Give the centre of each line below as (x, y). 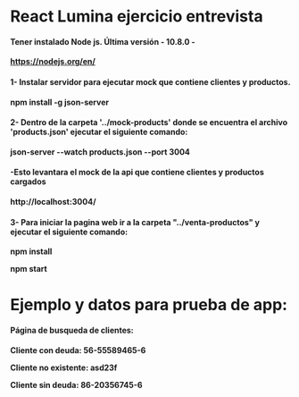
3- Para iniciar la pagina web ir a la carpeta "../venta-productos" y (135, 222)
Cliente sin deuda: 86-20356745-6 (76, 384)
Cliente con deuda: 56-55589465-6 (78, 350)
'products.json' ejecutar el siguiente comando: (99, 132)
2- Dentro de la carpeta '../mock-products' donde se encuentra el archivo (149, 122)
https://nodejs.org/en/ (53, 62)
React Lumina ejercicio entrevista (137, 17)
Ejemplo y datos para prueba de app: (149, 305)
